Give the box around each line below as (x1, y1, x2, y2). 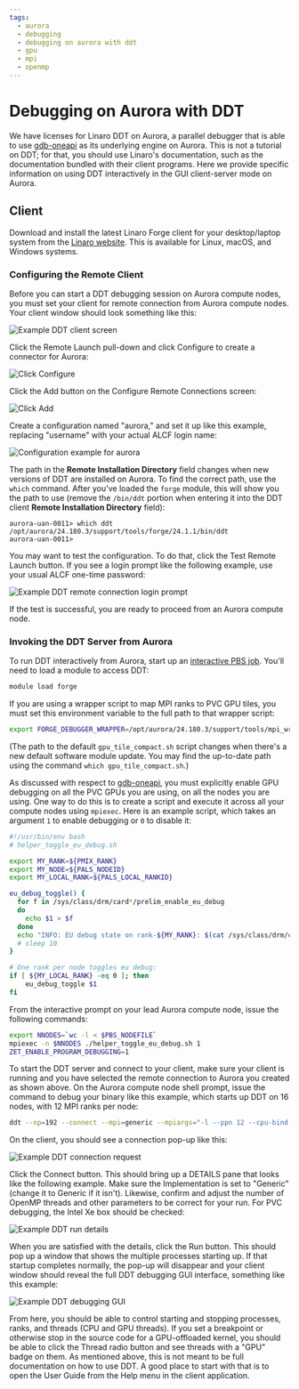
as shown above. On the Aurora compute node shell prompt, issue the (9, 1082, 266, 1093)
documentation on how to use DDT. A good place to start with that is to (9, 1361, 270, 1371)
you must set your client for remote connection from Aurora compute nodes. (9, 297, 289, 308)
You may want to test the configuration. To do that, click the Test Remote (9, 550, 277, 561)
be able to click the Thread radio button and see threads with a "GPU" (9, 1342, 266, 1353)
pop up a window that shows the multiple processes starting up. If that (9, 1251, 268, 1262)
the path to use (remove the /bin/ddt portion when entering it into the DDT (9, 492, 283, 503)
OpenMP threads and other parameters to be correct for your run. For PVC (9, 1198, 283, 1208)
